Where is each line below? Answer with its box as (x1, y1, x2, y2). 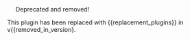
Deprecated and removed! (15, 5, 90, 13)
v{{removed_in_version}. (7, 26, 76, 33)
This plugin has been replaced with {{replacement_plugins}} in (7, 18, 184, 26)
